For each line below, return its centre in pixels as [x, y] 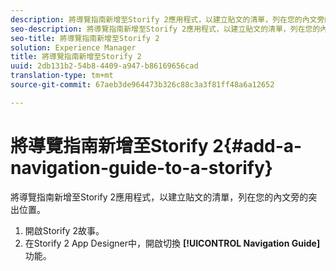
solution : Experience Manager [73, 47]
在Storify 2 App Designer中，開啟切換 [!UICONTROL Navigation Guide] [172, 243]
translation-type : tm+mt [62, 76]
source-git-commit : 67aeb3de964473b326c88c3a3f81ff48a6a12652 [142, 85]
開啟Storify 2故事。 [64, 230]
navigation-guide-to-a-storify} [141, 167]
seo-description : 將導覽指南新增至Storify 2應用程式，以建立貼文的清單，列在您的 [165, 29]
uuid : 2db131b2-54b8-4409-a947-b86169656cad [104, 66]
